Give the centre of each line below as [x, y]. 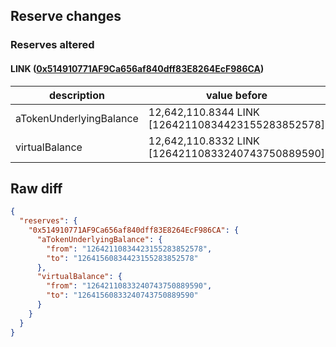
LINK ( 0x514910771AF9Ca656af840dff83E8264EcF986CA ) [137, 68]
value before [236, 95]
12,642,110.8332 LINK [204, 141]
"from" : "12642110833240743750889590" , [129, 286]
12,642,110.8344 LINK [204, 112]
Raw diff [36, 188]
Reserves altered [52, 45]
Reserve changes [66, 16]
